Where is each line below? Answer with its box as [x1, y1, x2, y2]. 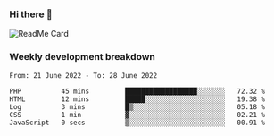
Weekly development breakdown [9, 51, 156, 64]
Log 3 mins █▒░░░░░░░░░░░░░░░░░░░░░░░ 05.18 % [9, 102, 266, 111]
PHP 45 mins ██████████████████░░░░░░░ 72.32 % [9, 87, 266, 96]
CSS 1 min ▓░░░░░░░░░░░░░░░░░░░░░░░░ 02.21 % [9, 110, 266, 119]
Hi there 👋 [9, 8, 54, 21]
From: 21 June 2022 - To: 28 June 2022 [9, 71, 158, 80]
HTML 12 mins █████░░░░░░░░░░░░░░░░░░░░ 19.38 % [9, 94, 266, 104]
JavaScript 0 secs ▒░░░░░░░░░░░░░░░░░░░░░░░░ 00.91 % [9, 118, 266, 127]
